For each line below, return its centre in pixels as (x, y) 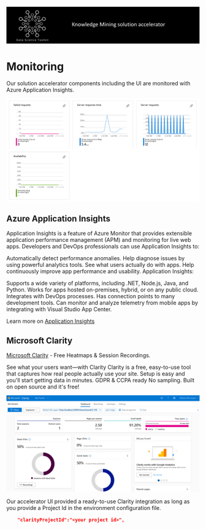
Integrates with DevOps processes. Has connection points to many (91, 296)
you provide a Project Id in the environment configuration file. (84, 508)
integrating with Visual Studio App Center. (59, 309)
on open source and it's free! (43, 387)
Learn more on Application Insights (51, 321)
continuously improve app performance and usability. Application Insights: (100, 271)
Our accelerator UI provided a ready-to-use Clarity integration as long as (98, 501)
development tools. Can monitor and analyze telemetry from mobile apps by (102, 303)
